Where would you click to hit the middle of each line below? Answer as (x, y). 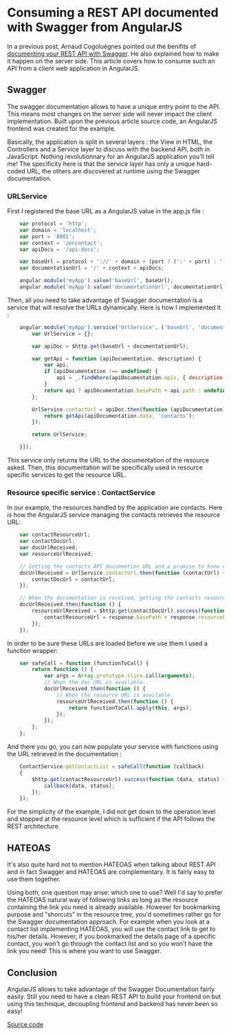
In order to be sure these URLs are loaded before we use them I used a (108, 643)
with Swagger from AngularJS (95, 27)
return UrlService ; (60, 435)
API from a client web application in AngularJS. (74, 68)
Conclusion (32, 973)
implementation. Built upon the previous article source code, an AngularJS (112, 121)
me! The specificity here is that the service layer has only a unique (101, 164)
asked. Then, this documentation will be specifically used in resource (105, 468)
